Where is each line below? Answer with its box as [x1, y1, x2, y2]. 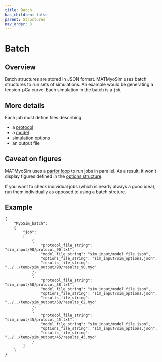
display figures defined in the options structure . [5, 173, 103, 179]
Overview [5, 63, 36, 71]
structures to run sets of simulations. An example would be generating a [5, 81, 153, 88]
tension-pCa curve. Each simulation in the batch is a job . [5, 87, 122, 93]
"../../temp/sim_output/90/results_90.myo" [5, 264, 97, 270]
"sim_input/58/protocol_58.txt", [5, 282, 75, 287]
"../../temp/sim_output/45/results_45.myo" [5, 334, 97, 340]
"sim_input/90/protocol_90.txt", [5, 247, 75, 252]
